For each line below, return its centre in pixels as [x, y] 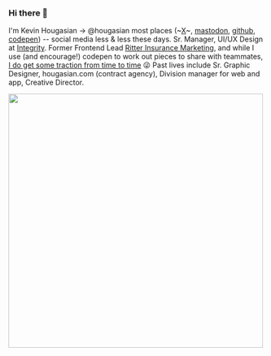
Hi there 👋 [28, 13]
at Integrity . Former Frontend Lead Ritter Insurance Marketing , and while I [131, 48]
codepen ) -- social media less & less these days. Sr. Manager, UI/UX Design [136, 39]
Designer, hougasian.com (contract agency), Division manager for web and [134, 74]
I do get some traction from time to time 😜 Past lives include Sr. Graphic [129, 65]
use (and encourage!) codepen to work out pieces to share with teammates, [136, 57]
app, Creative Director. [46, 82]
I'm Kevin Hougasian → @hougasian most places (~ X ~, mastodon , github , [132, 31]
